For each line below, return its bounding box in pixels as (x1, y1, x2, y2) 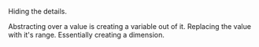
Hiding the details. (8, 7, 67, 16)
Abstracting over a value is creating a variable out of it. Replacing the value (8, 22, 252, 31)
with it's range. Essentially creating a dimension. (8, 31, 165, 39)
